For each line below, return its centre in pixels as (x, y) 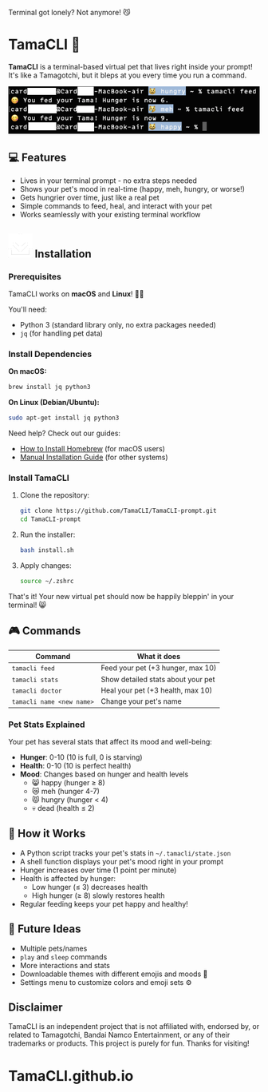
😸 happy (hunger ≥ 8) (68, 782)
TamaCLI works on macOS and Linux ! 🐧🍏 (76, 294)
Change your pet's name (141, 701)
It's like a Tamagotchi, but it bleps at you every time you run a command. (128, 75)
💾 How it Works (47, 834)
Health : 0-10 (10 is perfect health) (75, 765)
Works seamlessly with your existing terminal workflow (110, 215)
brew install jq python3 (49, 387)
